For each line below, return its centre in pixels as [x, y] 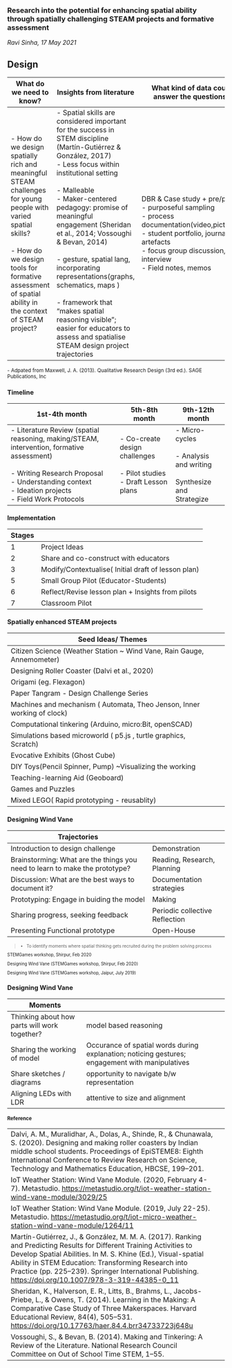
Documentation [177, 879]
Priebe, [22, 1300]
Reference [20, 1119]
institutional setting [87, 173]
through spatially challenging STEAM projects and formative [111, 19]
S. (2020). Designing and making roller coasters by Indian [104, 1143]
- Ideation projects [41, 490]
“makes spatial [80, 311]
